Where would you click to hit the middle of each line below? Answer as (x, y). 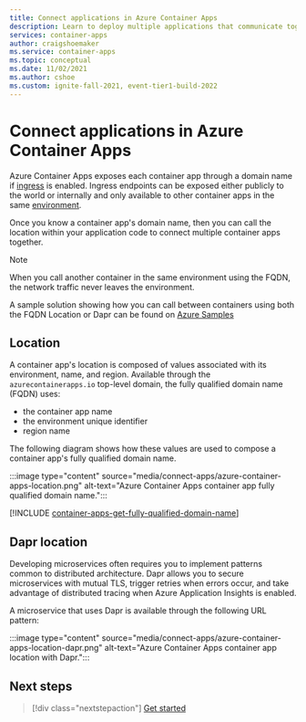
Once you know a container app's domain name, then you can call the (140, 222)
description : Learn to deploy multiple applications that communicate (146, 26)
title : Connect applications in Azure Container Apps (114, 18)
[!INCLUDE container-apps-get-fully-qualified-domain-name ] (124, 513)
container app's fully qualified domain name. (93, 458)
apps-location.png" (46, 486)
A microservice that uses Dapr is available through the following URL (138, 611)
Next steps (41, 686)
